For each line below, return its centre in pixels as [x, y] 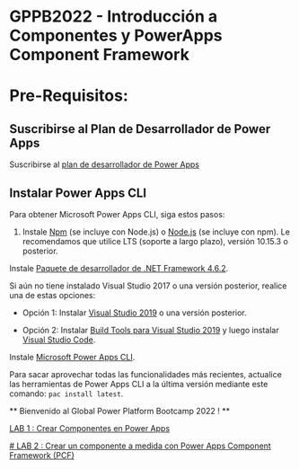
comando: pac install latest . [66, 394]
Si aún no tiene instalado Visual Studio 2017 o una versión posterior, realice [148, 286]
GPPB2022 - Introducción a [114, 17]
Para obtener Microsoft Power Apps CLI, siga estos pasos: [117, 214]
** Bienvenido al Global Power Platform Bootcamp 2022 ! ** [120, 411]
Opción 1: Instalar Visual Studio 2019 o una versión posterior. [134, 313]
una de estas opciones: [53, 295]
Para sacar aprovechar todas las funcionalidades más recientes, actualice [146, 374]
